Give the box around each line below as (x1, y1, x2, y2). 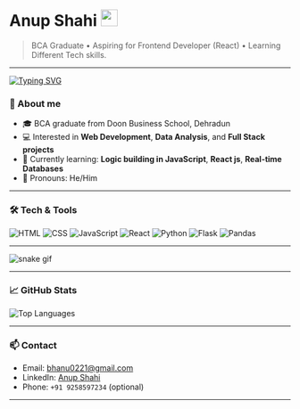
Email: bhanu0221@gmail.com (21, 363, 134, 373)
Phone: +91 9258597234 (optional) (21, 381, 145, 392)
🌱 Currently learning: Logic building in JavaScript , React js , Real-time (21, 154, 283, 165)
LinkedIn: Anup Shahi (21, 372, 101, 383)
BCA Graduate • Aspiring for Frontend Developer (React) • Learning (30, 40, 281, 51)
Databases (21, 163, 64, 174)
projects (21, 144, 54, 155)
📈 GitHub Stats (9, 284, 78, 297)
